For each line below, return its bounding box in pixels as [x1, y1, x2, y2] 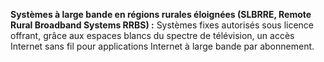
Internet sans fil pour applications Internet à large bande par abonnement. [10, 40, 315, 52]
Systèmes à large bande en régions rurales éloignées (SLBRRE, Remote [10, 9, 312, 20]
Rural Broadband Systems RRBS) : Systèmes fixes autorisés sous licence [10, 19, 315, 31]
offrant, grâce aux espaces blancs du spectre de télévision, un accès [10, 30, 295, 41]
